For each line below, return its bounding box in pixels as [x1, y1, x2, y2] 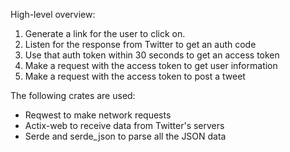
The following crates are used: [10, 90, 136, 101]
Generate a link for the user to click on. [24, 28, 186, 39]
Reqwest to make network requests [24, 109, 172, 121]
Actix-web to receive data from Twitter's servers [24, 120, 225, 131]
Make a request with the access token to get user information [24, 60, 278, 71]
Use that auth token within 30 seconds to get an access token [24, 49, 280, 61]
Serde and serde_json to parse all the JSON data [24, 130, 227, 142]
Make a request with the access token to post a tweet [24, 70, 246, 82]
